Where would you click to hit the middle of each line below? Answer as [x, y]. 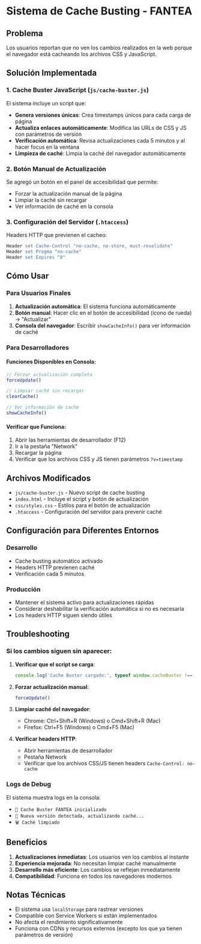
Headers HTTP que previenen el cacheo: [57, 235]
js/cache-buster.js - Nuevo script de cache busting [80, 492]
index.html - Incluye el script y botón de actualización [82, 499]
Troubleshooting [38, 634]
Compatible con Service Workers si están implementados [86, 916]
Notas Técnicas [36, 895]
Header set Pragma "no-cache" [44, 252]
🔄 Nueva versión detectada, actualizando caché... [79, 816]
